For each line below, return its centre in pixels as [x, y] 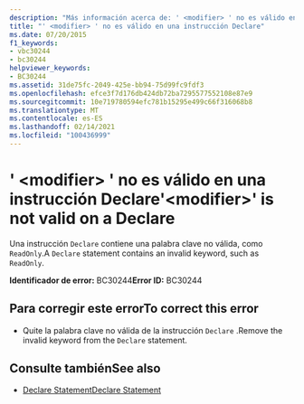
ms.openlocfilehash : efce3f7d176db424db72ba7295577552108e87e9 [131, 93]
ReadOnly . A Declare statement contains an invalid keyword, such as [134, 253]
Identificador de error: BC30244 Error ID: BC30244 [106, 280]
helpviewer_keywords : [50, 69]
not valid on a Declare [92, 219]
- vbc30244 [30, 52]
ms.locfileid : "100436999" [60, 136]
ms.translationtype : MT [54, 110]
